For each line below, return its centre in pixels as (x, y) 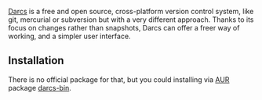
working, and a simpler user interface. (69, 36)
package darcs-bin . (40, 87)
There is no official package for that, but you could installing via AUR (119, 79)
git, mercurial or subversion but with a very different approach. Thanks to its (131, 20)
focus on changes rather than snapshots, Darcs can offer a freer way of (124, 28)
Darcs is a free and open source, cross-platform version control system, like (131, 11)
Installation (36, 61)
